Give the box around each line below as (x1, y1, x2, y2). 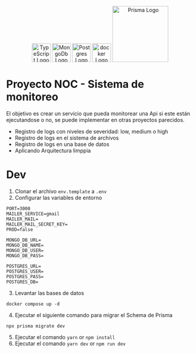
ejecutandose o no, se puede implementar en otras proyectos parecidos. (6, 116, 185, 123)
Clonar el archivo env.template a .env (14, 187, 107, 194)
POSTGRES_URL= (6, 263, 42, 269)
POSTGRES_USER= (6, 268, 44, 275)
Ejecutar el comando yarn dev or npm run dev (14, 340, 126, 347)
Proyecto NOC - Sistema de (6, 78, 144, 91)
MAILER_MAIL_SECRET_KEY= (6, 221, 68, 227)
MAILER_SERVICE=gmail (6, 211, 60, 217)
